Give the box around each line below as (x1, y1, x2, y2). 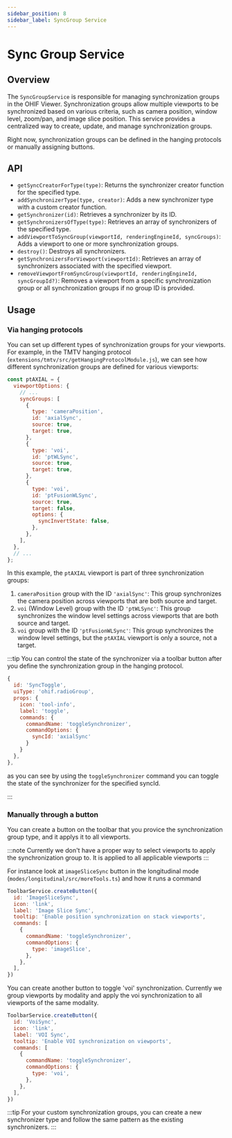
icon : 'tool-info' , (19, 701, 76, 708)
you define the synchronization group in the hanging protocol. (7, 662, 184, 670)
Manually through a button (7, 810, 99, 819)
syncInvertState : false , (37, 517, 110, 525)
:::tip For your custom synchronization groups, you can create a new (7, 1108, 202, 1117)
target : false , (32, 505, 76, 512)
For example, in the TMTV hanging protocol (7, 348, 132, 356)
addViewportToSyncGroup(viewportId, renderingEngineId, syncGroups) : (17, 233, 222, 241)
